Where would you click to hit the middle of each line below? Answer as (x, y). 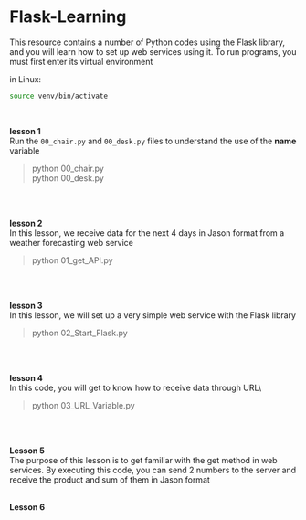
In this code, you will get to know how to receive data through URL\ (136, 387)
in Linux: (26, 79)
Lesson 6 (27, 507)
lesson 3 (26, 305)
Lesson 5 (27, 451)
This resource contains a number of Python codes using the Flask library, (148, 42)
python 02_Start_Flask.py (79, 333)
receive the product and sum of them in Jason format (110, 479)
